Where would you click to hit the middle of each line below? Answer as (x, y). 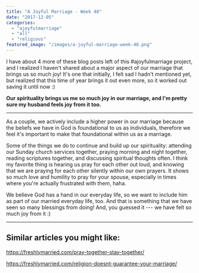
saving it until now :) (31, 86)
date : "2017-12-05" (30, 17)
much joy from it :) (28, 213)
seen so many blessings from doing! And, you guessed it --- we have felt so (99, 207)
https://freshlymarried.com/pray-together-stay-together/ (75, 252)
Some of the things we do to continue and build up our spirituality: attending (99, 145)
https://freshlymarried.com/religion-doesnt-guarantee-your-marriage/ (92, 264)
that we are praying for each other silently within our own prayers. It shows (97, 171)
